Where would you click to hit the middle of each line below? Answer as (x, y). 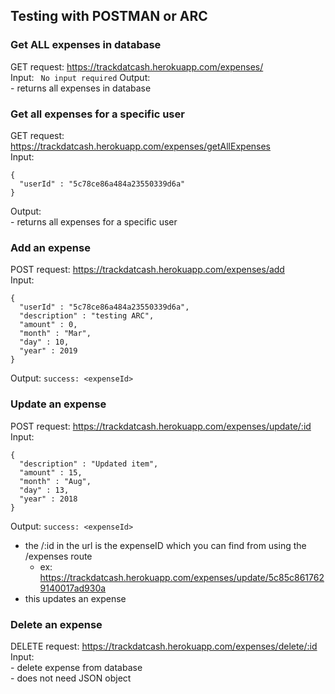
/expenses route (58, 556)
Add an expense (50, 247)
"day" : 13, (44, 490)
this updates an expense (75, 598)
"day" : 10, (44, 342)
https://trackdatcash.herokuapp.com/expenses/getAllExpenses (141, 146)
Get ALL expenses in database (86, 45)
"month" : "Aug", (55, 481)
